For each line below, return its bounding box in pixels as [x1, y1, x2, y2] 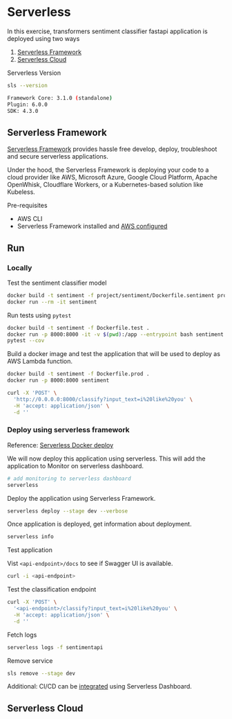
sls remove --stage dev [7, 670, 76, 677]
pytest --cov [7, 337, 45, 344]
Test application [7, 546, 53, 554]
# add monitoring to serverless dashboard [7, 475, 131, 482]
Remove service [7, 656, 53, 665]
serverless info [7, 533, 54, 540]
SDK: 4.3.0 [7, 107, 39, 114]
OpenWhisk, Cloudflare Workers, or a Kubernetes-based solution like [7, 181, 204, 189]
